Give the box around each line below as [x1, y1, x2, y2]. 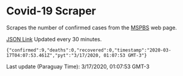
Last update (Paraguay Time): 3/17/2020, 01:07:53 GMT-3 [6, 63, 150, 70]
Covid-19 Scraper [6, 4, 97, 18]
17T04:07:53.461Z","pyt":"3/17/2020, [6, 52, 101, 58]
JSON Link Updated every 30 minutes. [6, 35, 102, 42]
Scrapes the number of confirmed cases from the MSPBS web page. [6, 24, 177, 31]
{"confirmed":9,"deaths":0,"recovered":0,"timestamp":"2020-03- [6, 47, 172, 53]
